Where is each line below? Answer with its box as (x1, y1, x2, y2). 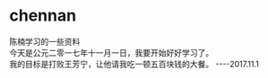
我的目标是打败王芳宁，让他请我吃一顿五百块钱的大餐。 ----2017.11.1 (9, 58, 260, 69)
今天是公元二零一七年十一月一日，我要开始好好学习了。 (9, 47, 213, 58)
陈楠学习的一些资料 (9, 36, 81, 47)
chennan (9, 5, 77, 26)
